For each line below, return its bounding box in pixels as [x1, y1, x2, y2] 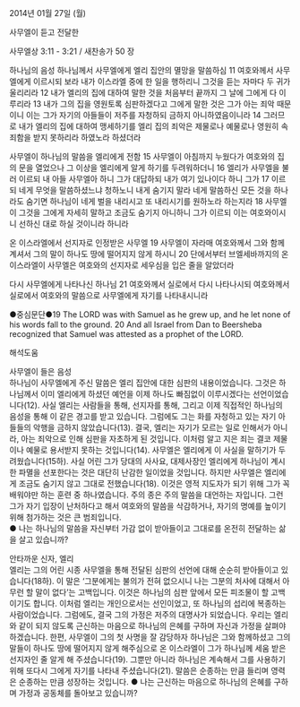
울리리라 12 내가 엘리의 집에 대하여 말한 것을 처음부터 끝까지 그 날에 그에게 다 [9, 88, 278, 98]
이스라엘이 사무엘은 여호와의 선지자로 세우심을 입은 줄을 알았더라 [9, 260, 235, 271]
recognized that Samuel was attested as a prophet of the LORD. [9, 329, 244, 339]
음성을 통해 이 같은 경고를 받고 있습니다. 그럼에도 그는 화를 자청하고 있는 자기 [9, 411, 277, 421]
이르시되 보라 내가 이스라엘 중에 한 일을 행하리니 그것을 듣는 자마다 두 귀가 [32, 76, 291, 87]
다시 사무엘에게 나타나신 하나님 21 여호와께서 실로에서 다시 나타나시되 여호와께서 [9, 279, 290, 289]
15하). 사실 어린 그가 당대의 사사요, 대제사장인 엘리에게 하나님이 [47, 456, 270, 466]
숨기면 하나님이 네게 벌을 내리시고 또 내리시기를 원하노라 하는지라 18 [25, 196, 264, 206]
